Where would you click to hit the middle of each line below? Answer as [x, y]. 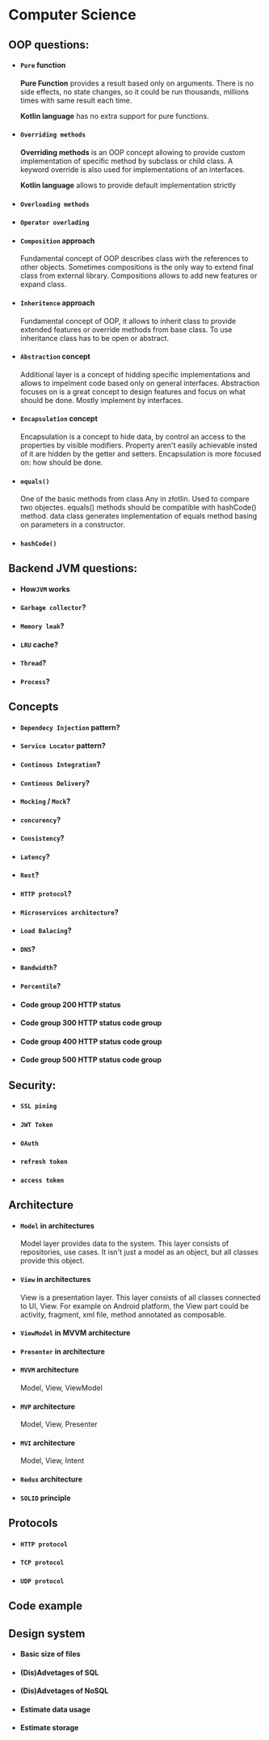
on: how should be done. [61, 462]
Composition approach [57, 241]
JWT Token [37, 1124]
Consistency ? [42, 838]
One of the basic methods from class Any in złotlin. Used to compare [134, 499]
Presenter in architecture [62, 1351]
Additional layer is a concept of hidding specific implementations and [135, 374]
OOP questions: [49, 45]
